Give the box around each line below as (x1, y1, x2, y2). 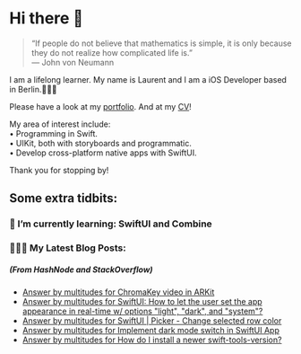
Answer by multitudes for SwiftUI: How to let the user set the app (21, 296, 262, 307)
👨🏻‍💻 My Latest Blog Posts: (9, 242, 127, 254)
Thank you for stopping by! (9, 164, 109, 175)
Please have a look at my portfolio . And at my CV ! (9, 101, 193, 111)
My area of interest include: (9, 119, 111, 129)
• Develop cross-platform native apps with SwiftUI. (9, 147, 197, 158)
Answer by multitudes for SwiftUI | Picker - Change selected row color (21, 315, 282, 326)
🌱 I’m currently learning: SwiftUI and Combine (9, 217, 212, 230)
